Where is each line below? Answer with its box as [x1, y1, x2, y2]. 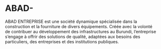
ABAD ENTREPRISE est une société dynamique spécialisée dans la [5, 19, 137, 24]
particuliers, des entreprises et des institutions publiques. [5, 39, 119, 44]
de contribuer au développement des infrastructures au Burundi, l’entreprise [5, 29, 157, 34]
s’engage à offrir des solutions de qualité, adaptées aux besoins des [5, 34, 141, 39]
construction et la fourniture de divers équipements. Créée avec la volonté [5, 23, 153, 29]
